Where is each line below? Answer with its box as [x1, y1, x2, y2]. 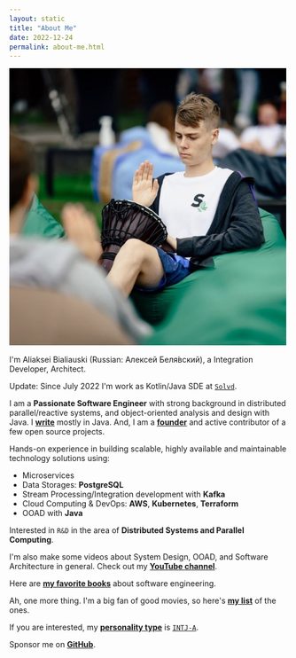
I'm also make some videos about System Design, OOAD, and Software [9, 552, 269, 562]
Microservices [21, 470, 75, 481]
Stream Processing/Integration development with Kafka [21, 489, 226, 500]
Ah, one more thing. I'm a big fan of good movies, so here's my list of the [9, 595, 277, 607]
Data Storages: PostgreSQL [21, 480, 124, 490]
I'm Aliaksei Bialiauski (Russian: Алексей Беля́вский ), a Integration [9, 355, 253, 365]
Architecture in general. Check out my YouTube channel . [9, 561, 218, 572]
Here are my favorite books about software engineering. [9, 578, 217, 589]
